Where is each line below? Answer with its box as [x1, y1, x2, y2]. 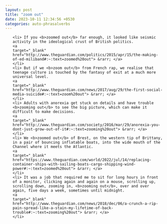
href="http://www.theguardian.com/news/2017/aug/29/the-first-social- [12, 87, 163, 92]
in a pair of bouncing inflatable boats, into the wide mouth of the [12, 140, 161, 145]
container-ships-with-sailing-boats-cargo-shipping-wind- [12, 162, 136, 167]
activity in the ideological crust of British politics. [12, 39, 134, 44]
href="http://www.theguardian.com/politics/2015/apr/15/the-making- [12, 52, 158, 57]
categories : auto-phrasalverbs [5, 21, 70, 26]
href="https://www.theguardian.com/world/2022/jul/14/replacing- [12, 157, 151, 162]
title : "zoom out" [5, 12, 43, 17]
